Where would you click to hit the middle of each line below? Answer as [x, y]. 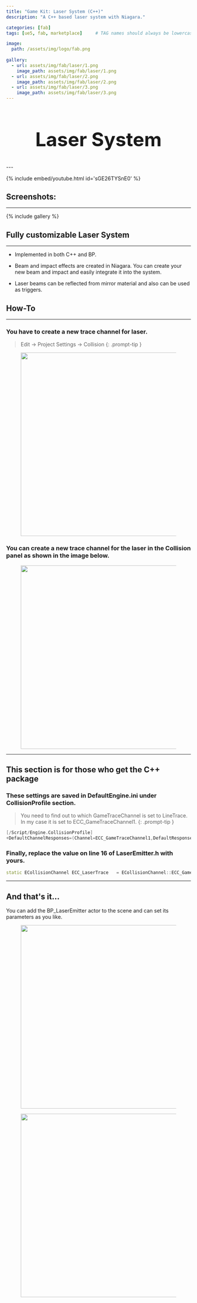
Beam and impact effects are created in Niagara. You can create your [98, 266]
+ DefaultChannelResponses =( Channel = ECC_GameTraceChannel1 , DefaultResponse [99, 838]
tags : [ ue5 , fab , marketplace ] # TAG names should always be [87, 33]
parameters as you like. [34, 917]
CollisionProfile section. [41, 803]
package [23, 779]
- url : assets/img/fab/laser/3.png [55, 87]
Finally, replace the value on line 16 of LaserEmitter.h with [90, 853]
